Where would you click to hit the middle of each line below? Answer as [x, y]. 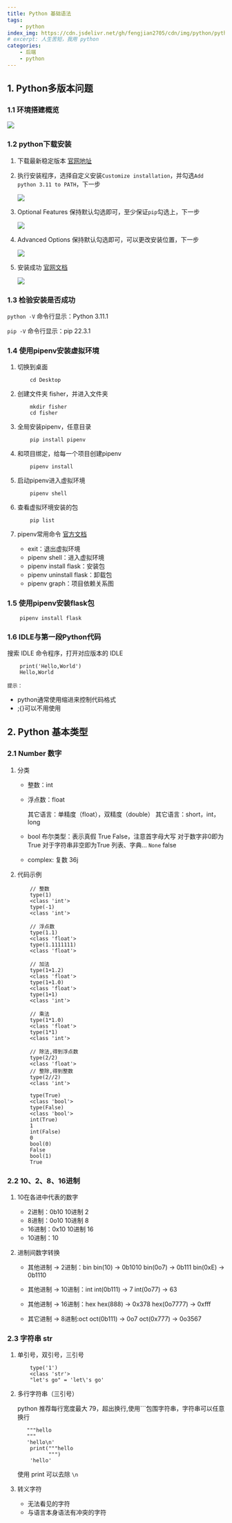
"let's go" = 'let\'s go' [67, 1380]
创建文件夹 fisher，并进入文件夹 [62, 394]
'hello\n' [41, 1443]
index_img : [23, 33]
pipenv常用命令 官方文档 [52, 534]
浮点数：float [46, 799]
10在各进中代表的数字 [48, 1197]
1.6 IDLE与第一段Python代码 [54, 637]
